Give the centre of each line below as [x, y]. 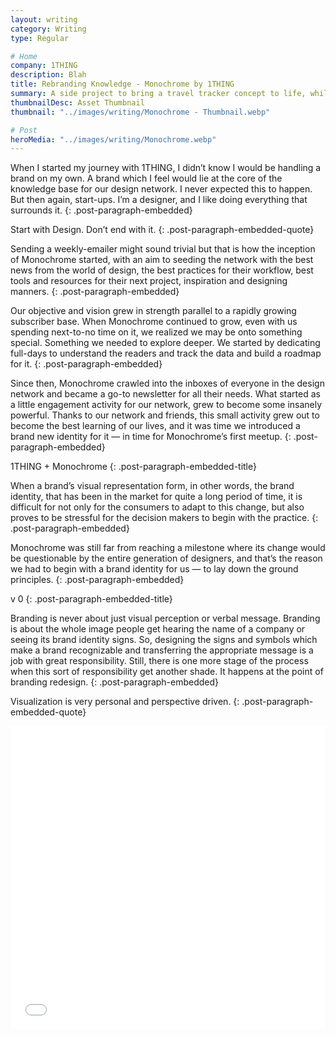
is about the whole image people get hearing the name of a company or [158, 629]
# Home [24, 56]
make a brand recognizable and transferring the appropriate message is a [162, 650]
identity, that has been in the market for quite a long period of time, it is [156, 497]
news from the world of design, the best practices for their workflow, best [162, 270]
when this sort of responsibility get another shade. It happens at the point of [167, 672]
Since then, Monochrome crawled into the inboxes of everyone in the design [167, 383]
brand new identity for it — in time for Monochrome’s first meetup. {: [151, 437]
